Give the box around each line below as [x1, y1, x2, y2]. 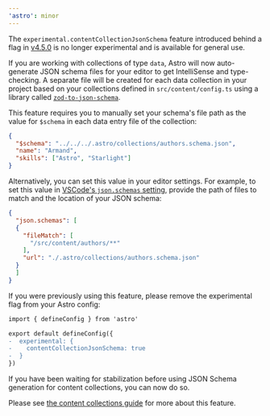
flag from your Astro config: [8, 299, 101, 309]
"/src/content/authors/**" [29, 239, 121, 247]
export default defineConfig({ [8, 329, 114, 338]
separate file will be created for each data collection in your [49, 75, 247, 84]
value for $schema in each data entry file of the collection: [8, 116, 197, 126]
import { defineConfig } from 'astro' [8, 315, 139, 323]
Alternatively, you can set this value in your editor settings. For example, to [8, 176, 256, 186]
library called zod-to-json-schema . [8, 92, 121, 101]
